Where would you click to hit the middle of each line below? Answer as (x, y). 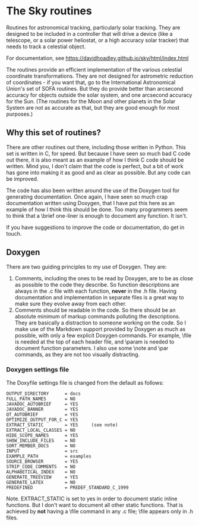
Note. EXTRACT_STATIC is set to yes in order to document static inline (92, 499)
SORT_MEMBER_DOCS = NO (41, 445)
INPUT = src (42, 451)
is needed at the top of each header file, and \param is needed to (94, 342)
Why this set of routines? (53, 133)
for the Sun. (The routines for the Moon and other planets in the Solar (91, 101)
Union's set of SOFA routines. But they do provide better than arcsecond (95, 88)
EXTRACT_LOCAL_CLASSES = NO (41, 430)
